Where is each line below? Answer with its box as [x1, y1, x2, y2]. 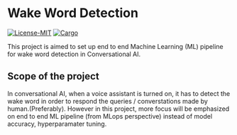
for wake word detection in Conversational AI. [7, 50, 141, 58]
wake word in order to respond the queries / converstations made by [7, 97, 208, 105]
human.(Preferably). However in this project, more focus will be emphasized [7, 104, 230, 113]
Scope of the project [7, 70, 99, 82]
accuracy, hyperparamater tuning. [7, 119, 107, 128]
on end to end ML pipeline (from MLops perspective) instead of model [7, 112, 213, 120]
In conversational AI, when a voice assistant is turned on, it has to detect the [7, 89, 231, 97]
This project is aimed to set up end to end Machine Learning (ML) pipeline [7, 42, 224, 50]
